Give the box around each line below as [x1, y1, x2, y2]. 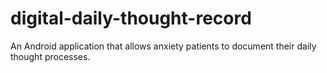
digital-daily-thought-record [10, 7, 252, 30]
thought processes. [10, 50, 91, 62]
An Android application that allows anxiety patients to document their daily [10, 40, 317, 52]
